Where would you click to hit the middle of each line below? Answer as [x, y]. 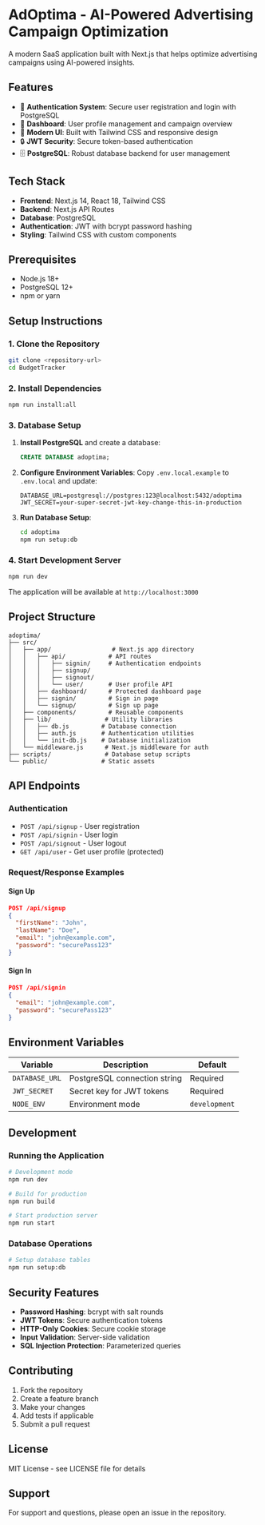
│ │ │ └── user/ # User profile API [91, 684]
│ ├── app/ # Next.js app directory [101, 649]
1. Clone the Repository [54, 344]
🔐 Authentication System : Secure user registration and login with [128, 106]
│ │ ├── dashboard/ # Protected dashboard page [105, 691]
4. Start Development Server [65, 559]
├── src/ [23, 642]
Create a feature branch [59, 1398]
